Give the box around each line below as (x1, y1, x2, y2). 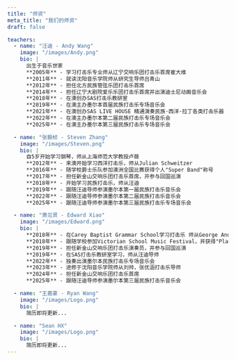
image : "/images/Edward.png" (20, 219, 105, 226)
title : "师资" (7, 10, 47, 18)
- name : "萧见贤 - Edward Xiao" (13, 212, 105, 219)
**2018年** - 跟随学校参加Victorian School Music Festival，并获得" (25, 238, 219, 245)
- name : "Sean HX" (13, 322, 68, 329)
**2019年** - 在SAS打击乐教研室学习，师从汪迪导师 (25, 251, 159, 258)
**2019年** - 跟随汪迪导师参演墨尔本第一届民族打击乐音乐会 (25, 186, 181, 193)
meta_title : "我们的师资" (7, 17, 78, 24)
